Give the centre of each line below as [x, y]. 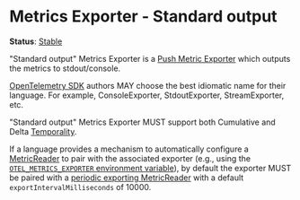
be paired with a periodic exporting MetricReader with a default [127, 178]
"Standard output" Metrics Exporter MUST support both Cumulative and [142, 122]
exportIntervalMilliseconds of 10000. [80, 187]
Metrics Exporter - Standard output [143, 17]
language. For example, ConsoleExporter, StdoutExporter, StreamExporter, [147, 95]
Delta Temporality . [43, 131]
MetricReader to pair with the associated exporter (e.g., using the [130, 158]
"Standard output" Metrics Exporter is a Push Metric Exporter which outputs [150, 58]
